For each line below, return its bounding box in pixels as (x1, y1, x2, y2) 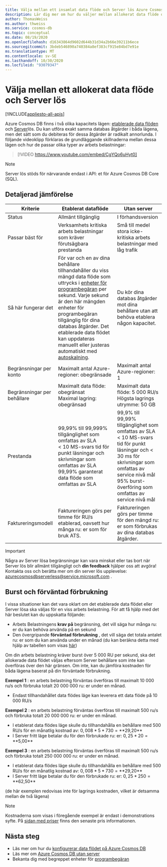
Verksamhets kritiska (58, 222, 107, 229)
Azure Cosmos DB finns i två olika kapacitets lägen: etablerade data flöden (5, 121, 159, 127)
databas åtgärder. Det (58, 322, 109, 329)
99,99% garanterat (58, 468, 103, 475)
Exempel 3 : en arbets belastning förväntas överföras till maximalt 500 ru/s (5, 747, 159, 753)
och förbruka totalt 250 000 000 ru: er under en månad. (5, 753, 120, 759)
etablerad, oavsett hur (58, 520, 110, 527)
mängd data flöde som (58, 273, 111, 280)
